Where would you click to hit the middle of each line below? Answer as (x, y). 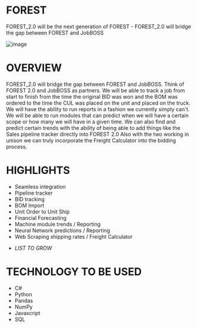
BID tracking (30, 199)
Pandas (24, 300)
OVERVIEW (34, 68)
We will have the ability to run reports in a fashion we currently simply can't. (98, 109)
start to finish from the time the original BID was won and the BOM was (92, 96)
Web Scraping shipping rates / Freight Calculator (74, 236)
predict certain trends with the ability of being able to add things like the (93, 128)
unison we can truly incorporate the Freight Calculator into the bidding (91, 140)
